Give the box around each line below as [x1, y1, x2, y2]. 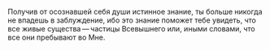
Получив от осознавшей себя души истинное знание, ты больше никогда [7, 7, 263, 16]
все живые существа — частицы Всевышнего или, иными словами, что [7, 24, 255, 33]
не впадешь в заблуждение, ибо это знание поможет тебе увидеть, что [7, 15, 257, 25]
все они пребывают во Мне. [7, 32, 106, 42]
